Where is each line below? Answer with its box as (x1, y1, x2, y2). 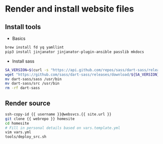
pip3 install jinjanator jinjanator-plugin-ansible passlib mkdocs (5, 49, 145, 54)
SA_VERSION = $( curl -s (5, 67, 49, 72)
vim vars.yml (5, 130, 32, 135)
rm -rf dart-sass (5, 86, 40, 91)
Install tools (5, 23, 41, 31)
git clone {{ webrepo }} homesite (5, 116, 75, 121)
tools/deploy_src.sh (5, 134, 47, 139)
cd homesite (5, 121, 29, 126)
